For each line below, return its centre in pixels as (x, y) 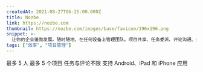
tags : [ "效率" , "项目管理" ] (39, 46)
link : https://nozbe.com (37, 23)
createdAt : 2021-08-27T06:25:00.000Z (54, 12)
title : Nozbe (23, 17)
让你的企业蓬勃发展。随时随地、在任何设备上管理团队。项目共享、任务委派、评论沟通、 (104, 40)
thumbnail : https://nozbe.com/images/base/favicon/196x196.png (88, 28)
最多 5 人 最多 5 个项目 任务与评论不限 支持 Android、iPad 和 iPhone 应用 (97, 63)
